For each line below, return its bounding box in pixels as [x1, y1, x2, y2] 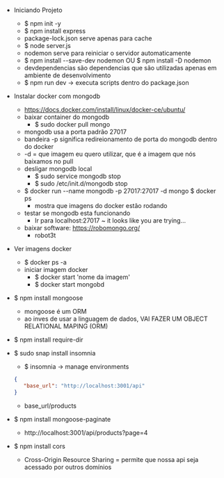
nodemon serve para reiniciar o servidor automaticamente [24, 49, 191, 57]
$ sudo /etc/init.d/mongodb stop [34, 180, 128, 187]
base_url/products [24, 401, 77, 410]
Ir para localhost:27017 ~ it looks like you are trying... [34, 216, 186, 225]
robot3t [34, 231, 56, 239]
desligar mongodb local [24, 165, 93, 173]
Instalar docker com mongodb [13, 92, 101, 100]
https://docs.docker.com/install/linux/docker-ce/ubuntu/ [24, 106, 186, 113]
